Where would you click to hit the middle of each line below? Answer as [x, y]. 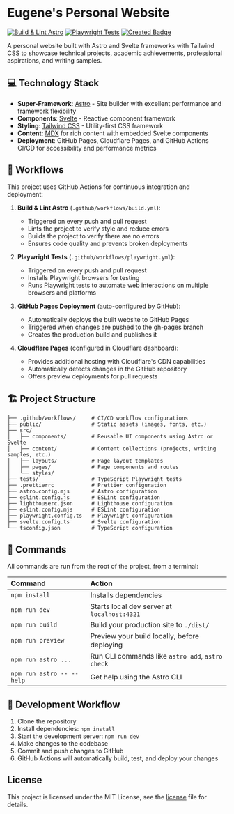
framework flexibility [47, 111]
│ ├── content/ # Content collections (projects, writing [112, 449]
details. [18, 804]
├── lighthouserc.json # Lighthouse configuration [90, 504]
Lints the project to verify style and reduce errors [98, 229]
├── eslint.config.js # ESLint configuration [84, 498]
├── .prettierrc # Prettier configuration [87, 486]
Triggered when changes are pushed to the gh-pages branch [116, 327]
